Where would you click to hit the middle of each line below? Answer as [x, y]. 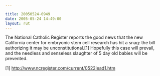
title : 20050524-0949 [28, 14]
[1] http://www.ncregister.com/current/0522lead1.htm [60, 68]
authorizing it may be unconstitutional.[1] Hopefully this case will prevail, [80, 48]
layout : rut [18, 23]
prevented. [16, 59]
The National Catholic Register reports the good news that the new [74, 37]
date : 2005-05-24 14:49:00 [33, 19]
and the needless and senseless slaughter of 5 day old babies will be [76, 53]
